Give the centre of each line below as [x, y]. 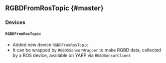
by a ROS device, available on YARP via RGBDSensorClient [72, 55]
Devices [16, 22]
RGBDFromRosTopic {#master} [54, 8]
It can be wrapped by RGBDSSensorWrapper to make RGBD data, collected [87, 50]
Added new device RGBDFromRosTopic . [51, 44]
